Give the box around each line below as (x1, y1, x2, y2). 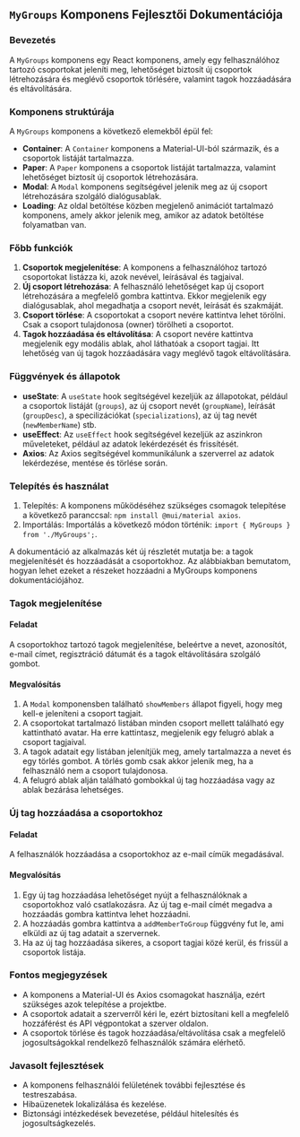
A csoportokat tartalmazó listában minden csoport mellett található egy (21, 717, 285, 729)
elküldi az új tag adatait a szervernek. (21, 927, 161, 938)
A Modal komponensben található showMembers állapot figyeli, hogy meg (21, 699, 283, 709)
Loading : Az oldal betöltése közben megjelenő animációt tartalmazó (21, 200, 274, 211)
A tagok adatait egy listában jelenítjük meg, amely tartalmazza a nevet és (21, 746, 292, 757)
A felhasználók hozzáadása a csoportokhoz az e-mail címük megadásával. (9, 849, 285, 860)
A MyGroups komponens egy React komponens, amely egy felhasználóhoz (9, 54, 280, 65)
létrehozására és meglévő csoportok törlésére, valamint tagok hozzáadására (9, 74, 292, 84)
